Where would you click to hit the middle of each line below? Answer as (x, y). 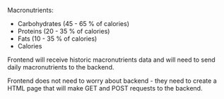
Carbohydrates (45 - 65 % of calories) (73, 24)
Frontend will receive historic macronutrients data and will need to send (111, 60)
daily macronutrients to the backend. (61, 67)
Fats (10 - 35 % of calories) (57, 39)
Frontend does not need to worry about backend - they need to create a (112, 81)
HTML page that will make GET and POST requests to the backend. (105, 88)
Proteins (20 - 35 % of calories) (64, 31)
